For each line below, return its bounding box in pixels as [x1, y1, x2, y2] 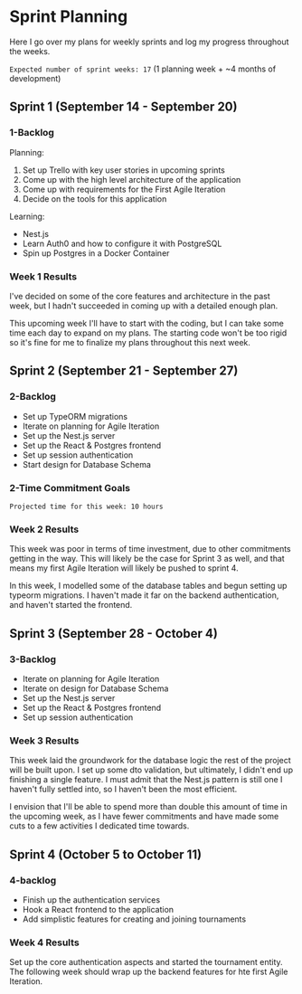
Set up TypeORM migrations [22, 411, 128, 421]
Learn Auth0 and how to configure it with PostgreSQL [22, 238, 222, 249]
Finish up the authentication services [22, 894, 161, 905]
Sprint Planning [9, 6, 128, 27]
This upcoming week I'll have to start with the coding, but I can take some [9, 317, 285, 328]
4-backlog [9, 874, 57, 886]
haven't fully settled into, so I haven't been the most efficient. [9, 784, 238, 795]
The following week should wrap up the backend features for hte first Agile [9, 966, 288, 978]
